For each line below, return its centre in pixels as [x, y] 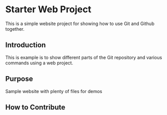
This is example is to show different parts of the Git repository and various [84, 57]
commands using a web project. [39, 63]
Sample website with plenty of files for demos [54, 91]
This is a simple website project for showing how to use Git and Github [80, 24]
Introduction [26, 45]
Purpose [19, 79]
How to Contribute [35, 107]
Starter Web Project [48, 9]
